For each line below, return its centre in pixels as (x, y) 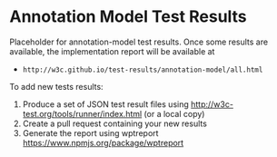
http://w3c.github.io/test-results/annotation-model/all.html (143, 70)
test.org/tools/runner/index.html (82, 113)
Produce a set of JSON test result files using (105, 104)
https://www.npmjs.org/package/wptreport (103, 142)
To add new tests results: (56, 86)
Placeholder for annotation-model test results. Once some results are (139, 42)
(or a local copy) (174, 113)
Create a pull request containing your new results (114, 123)
